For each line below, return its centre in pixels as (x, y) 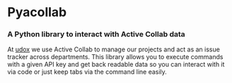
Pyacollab (37, 12)
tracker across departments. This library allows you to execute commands (115, 57)
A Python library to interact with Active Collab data (96, 34)
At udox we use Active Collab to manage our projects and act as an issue (114, 49)
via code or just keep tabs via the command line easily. (87, 72)
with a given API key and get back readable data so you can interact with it (116, 65)
